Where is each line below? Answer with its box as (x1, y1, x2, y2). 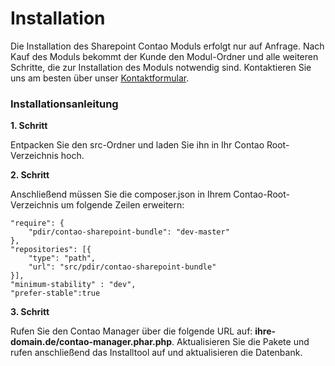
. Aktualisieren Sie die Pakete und (171, 336, 310, 348)
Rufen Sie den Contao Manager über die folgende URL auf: (10, 325, 253, 337)
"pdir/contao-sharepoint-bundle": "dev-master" (28, 227, 230, 237)
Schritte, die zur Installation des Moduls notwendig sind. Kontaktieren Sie (10, 61, 312, 73)
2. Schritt (10, 169, 50, 181)
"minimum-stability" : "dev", (10, 280, 137, 290)
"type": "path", (28, 253, 97, 264)
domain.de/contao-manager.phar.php (10, 336, 173, 348)
